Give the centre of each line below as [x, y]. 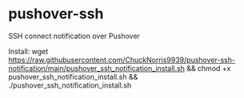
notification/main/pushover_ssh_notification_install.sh [97, 68]
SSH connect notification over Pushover [74, 36]
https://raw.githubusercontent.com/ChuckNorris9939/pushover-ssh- [122, 60]
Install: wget [28, 51]
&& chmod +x [209, 68]
